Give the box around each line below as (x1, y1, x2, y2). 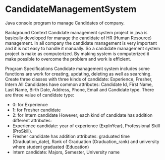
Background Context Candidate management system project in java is (5, 29, 148, 35)
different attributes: (12, 117, 52, 123)
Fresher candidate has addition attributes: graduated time (12, 133, 130, 139)
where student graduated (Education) (12, 144, 89, 150)
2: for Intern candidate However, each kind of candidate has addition (12, 112, 153, 118)
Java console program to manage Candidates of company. (5, 20, 125, 26)
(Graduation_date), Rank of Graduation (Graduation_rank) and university (12, 138, 160, 145)
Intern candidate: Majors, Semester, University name (12, 149, 120, 155)
